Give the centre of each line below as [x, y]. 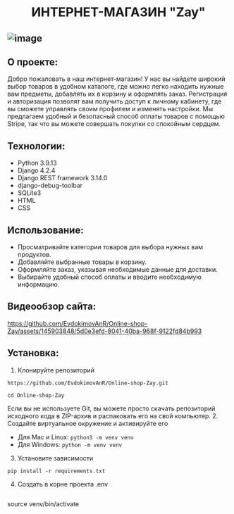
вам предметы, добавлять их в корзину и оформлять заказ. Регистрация [117, 94]
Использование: [45, 230]
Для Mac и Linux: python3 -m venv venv [75, 437]
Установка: [33, 353]
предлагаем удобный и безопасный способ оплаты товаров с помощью [116, 116]
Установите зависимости [55, 458]
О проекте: [33, 62]
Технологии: [36, 146]
